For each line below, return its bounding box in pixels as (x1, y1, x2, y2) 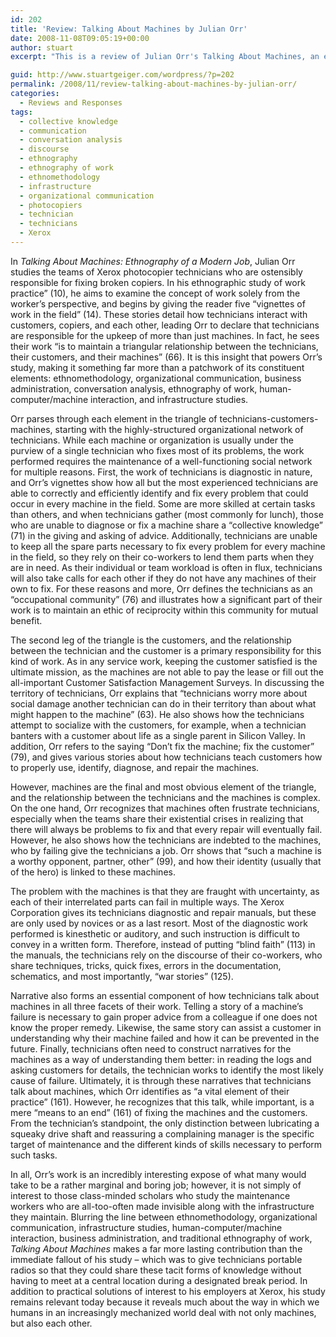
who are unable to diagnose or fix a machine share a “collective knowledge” (10, 519, 323, 531)
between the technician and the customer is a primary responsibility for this (10, 644, 322, 656)
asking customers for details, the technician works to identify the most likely (10, 1064, 324, 1076)
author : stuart (10, 42, 74, 53)
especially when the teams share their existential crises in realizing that (10, 812, 304, 825)
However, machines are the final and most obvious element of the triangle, (10, 781, 317, 793)
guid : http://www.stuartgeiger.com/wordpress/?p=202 (10, 70, 235, 80)
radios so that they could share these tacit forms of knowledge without (10, 1264, 302, 1276)
